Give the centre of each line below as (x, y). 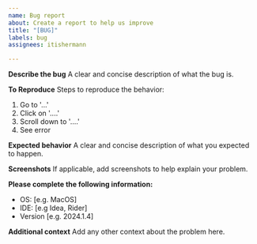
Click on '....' (40, 113)
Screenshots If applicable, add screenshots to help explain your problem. (128, 169)
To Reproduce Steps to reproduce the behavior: (86, 90)
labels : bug (28, 38)
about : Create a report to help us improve (81, 23)
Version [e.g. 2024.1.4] (57, 216)
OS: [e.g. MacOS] (48, 200)
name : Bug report (37, 15)
